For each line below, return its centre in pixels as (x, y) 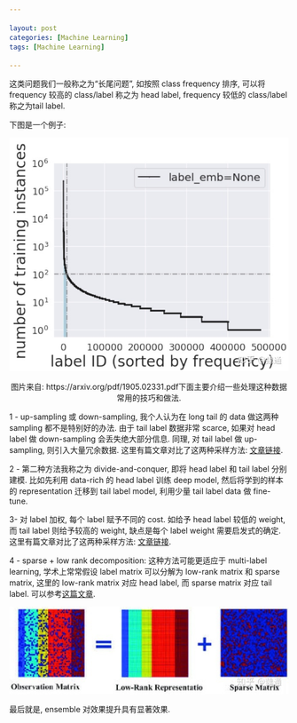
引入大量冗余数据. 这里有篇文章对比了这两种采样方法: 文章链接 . (169, 450)
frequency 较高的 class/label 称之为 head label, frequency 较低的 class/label (148, 95)
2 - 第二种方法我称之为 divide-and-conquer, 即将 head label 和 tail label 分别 (148, 469)
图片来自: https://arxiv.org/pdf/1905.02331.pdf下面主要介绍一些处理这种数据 (149, 387)
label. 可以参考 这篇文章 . (52, 594)
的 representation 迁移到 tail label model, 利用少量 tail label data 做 (130, 491)
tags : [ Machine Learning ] (57, 47)
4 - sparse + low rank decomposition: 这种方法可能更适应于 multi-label (138, 560)
